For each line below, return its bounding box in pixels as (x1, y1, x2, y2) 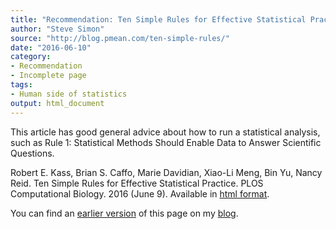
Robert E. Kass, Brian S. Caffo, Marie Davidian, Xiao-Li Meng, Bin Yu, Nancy (10, 166, 323, 178)
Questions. (10, 147, 55, 159)
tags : (10, 80, 33, 90)
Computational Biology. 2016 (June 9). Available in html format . (10, 187, 270, 200)
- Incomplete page (10, 71, 87, 81)
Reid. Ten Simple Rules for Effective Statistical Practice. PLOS (10, 177, 264, 189)
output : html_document (10, 98, 105, 108)
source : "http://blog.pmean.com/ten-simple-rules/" (10, 33, 230, 43)
